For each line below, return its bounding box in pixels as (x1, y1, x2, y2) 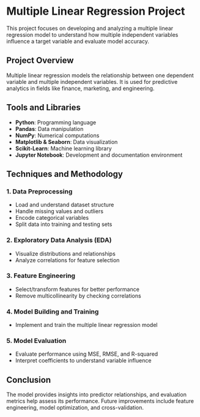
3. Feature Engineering (6, 271, 75, 280)
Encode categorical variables (15, 214, 89, 222)
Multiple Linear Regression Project (6, 4, 185, 18)
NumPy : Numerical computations (15, 132, 100, 139)
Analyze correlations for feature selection (15, 256, 120, 264)
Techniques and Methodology (6, 168, 124, 179)
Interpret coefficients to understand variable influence (15, 357, 152, 364)
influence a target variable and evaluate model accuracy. (6, 37, 150, 45)
